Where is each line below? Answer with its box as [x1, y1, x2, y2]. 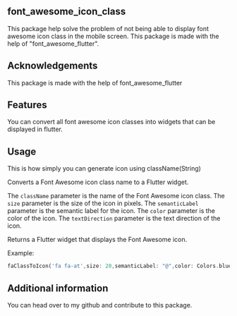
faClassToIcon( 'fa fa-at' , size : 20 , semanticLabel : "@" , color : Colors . [7, 262, 219, 270]
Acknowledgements [7, 60, 98, 72]
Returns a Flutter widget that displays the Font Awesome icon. [7, 236, 188, 244]
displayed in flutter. [7, 125, 63, 133]
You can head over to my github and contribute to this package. [7, 300, 193, 309]
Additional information [7, 282, 109, 294]
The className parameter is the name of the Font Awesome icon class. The [7, 192, 225, 200]
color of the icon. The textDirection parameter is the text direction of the [7, 214, 221, 223]
